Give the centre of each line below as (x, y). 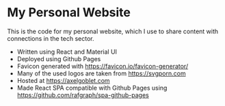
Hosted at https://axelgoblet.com (64, 80)
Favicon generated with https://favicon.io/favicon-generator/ (103, 66)
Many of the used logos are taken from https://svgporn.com (101, 73)
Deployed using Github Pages (59, 58)
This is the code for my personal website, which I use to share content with (113, 31)
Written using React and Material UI (67, 52)
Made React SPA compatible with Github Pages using (92, 88)
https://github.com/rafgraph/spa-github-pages (83, 95)
